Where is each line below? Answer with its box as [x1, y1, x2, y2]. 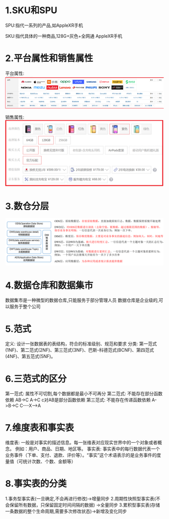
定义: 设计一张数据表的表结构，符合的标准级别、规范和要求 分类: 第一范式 [5, 341, 157, 347]
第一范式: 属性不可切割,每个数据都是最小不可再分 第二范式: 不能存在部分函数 [5, 391, 162, 397]
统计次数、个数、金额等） [22, 458, 76, 464]
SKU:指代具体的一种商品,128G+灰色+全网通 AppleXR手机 [5, 33, 122, 39]
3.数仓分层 [5, 200, 49, 212]
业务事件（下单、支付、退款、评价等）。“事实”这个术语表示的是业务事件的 [5, 452, 157, 458]
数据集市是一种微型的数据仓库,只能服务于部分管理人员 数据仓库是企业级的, [5, 297, 159, 303]
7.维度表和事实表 [5, 422, 74, 433]
